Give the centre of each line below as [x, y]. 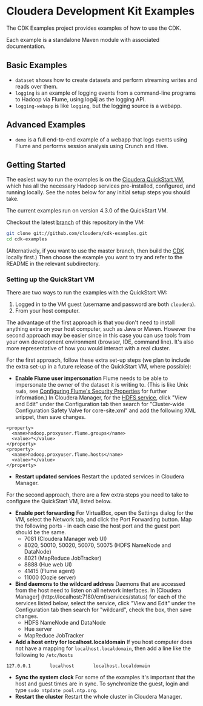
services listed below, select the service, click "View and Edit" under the [105, 603]
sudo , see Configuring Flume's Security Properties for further [91, 391]
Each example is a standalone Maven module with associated [83, 39]
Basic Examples [37, 65]
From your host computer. [47, 311]
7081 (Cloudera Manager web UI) [65, 539]
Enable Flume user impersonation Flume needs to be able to [92, 378]
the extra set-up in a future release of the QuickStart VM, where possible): [99, 367]
